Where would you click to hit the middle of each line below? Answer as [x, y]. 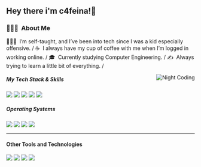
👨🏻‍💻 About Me [28, 28]
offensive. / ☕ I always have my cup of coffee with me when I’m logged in [98, 48]
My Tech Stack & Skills [35, 79]
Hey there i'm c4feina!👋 [51, 11]
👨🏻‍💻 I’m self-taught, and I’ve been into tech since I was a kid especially [95, 41]
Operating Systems [31, 109]
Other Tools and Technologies [44, 144]
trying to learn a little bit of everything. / [55, 65]
